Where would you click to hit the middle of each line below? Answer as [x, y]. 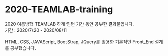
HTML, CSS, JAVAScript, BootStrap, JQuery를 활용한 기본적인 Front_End [79, 42]
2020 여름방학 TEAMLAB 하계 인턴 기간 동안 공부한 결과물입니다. [70, 24]
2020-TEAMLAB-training [59, 9]
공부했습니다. [23, 48]
